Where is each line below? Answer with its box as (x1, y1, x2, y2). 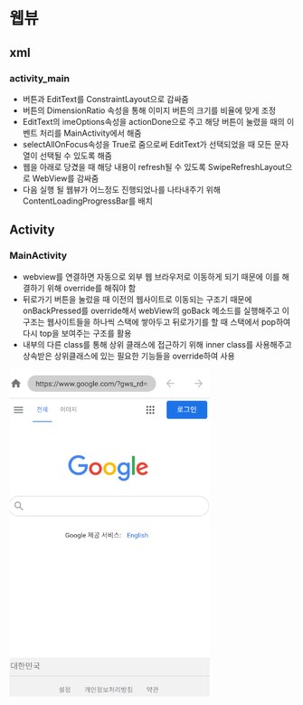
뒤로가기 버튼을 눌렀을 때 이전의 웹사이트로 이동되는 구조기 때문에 (22, 293, 252, 304)
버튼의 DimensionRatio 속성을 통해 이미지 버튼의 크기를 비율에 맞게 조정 (22, 105, 277, 116)
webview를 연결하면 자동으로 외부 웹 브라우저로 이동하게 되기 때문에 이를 (22, 271, 280, 281)
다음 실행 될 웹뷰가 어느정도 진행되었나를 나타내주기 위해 (22, 184, 222, 195)
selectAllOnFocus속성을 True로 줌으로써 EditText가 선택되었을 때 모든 (22, 138, 272, 149)
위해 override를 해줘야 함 (46, 282, 137, 293)
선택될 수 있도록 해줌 (39, 150, 113, 161)
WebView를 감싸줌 (32, 173, 99, 184)
